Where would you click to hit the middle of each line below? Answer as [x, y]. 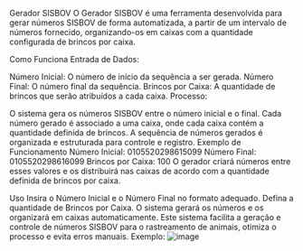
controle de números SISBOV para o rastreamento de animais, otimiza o [143, 227]
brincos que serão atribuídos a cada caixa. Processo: [109, 96]
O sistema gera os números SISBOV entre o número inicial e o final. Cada [146, 113]
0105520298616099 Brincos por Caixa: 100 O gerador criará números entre [150, 161]
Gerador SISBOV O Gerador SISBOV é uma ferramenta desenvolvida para [146, 13]
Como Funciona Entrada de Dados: [75, 59]
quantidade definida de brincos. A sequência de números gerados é [136, 133]
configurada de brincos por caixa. [72, 42]
